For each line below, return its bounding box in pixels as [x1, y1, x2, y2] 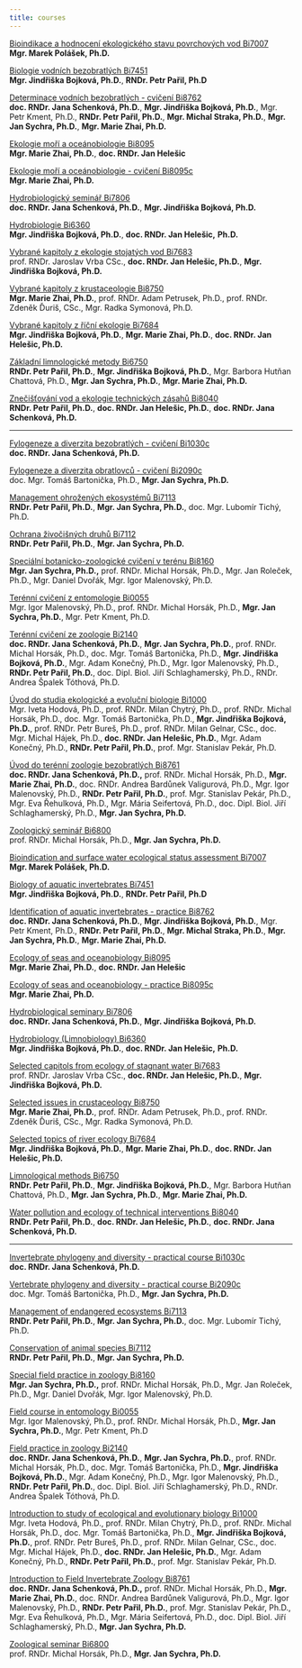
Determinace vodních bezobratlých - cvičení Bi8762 [9, 92, 202, 103]
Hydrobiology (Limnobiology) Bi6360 [9, 1033, 147, 1044]
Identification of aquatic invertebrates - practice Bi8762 [9, 906, 216, 916]
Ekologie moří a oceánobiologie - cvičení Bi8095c [9, 165, 193, 176]
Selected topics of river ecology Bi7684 [9, 1133, 156, 1144]
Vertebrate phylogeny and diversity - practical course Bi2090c [9, 1279, 241, 1290]
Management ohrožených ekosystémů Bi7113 [9, 492, 177, 503]
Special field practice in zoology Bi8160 [9, 1369, 155, 1380]
